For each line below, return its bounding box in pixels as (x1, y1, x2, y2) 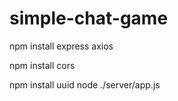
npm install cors (9, 59, 76, 71)
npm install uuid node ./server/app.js (9, 78, 161, 91)
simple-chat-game (9, 7, 169, 30)
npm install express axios (9, 40, 114, 52)
